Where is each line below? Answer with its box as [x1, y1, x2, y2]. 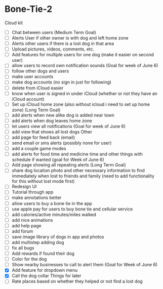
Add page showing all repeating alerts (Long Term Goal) [11, 162, 126, 168]
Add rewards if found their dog [11, 250, 75, 256]
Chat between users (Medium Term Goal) [11, 29, 96, 35]
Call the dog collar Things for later [11, 273, 81, 279]
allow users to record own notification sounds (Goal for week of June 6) [11, 63, 159, 69]
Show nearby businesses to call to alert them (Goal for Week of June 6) [11, 262, 158, 268]
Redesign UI [11, 184, 37, 190]
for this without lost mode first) [11, 178, 75, 184]
